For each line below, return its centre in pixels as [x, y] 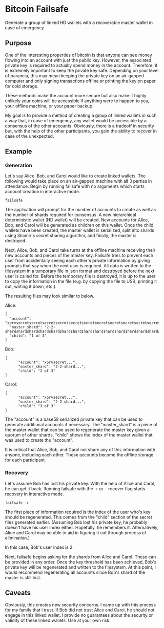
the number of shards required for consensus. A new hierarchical [71, 215]
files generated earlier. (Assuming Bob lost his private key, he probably [76, 522]
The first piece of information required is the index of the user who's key [78, 512]
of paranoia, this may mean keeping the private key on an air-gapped [74, 76]
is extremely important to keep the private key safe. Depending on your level [82, 70]
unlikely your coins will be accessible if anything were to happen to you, [77, 101]
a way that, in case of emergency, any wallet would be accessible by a [76, 120]
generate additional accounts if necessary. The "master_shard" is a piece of [81, 425]
